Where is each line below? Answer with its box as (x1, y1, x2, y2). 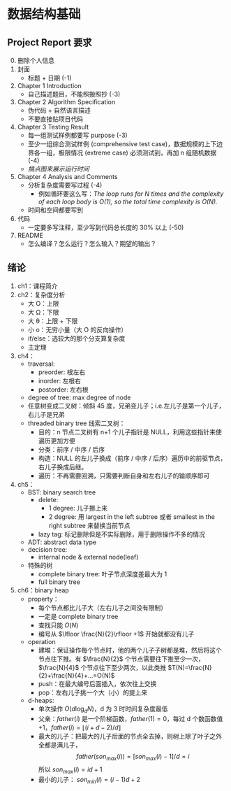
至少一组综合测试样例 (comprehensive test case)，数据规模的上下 (27, 140, 217, 148)
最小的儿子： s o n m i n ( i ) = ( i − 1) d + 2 (38, 776, 141, 785)
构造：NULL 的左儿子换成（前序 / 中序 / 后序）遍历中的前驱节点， (38, 454, 227, 462)
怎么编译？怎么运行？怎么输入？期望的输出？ (27, 239, 157, 248)
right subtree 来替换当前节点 (48, 521, 131, 529)
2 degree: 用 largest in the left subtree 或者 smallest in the (48, 512, 215, 521)
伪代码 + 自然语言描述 (27, 106, 91, 114)
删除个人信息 (17, 57, 54, 64)
